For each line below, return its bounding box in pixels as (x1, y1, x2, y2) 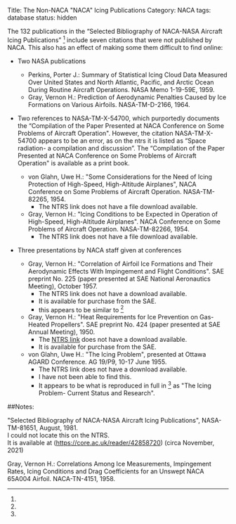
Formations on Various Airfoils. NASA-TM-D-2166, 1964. (27, 100, 191, 108)
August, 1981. (39, 423, 79, 432)
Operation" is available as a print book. (17, 158, 130, 167)
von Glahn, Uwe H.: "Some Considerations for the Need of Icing (27, 172, 213, 181)
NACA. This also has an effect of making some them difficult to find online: (7, 43, 223, 51)
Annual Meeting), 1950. (27, 328, 96, 336)
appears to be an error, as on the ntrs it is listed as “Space (38, 136, 206, 145)
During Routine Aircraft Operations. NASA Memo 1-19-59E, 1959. (27, 85, 216, 94)
